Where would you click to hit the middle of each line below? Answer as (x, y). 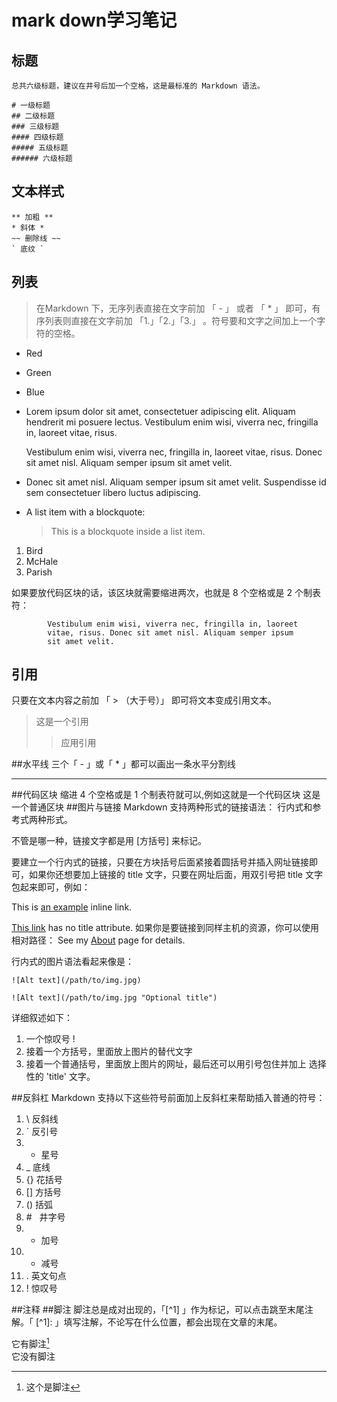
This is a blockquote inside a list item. (128, 531)
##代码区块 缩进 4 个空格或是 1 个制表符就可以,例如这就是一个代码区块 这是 (166, 795)
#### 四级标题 (37, 137)
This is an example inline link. (72, 907)
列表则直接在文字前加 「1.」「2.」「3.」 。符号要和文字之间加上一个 (181, 320)
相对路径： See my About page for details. (98, 940)
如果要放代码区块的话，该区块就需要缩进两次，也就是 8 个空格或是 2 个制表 (166, 592)
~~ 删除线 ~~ (36, 238)
